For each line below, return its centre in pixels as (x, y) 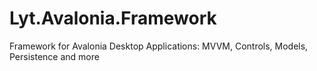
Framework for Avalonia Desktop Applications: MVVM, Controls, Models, (159, 46)
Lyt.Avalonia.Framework (113, 18)
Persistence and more (54, 56)
